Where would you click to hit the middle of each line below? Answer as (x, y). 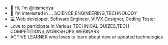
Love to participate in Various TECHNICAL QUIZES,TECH (69, 26)
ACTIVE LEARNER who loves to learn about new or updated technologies (87, 37)
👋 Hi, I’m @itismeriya (32, 8)
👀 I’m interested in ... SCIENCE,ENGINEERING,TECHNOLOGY (74, 13)
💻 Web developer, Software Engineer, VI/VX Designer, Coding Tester (82, 19)
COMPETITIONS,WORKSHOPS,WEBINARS (54, 31)
